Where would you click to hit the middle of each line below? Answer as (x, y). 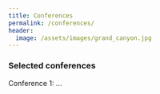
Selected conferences (52, 66)
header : (21, 30)
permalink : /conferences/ (51, 23)
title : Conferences (41, 16)
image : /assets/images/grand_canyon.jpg (84, 38)
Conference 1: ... (35, 83)
